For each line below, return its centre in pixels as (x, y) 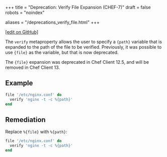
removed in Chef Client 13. (33, 67)
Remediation (26, 120)
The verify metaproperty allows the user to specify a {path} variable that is (84, 42)
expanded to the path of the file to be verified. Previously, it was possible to (83, 47)
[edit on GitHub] (22, 32)
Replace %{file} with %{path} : (36, 132)
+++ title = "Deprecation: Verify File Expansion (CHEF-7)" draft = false (78, 7)
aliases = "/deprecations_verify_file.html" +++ (52, 22)
